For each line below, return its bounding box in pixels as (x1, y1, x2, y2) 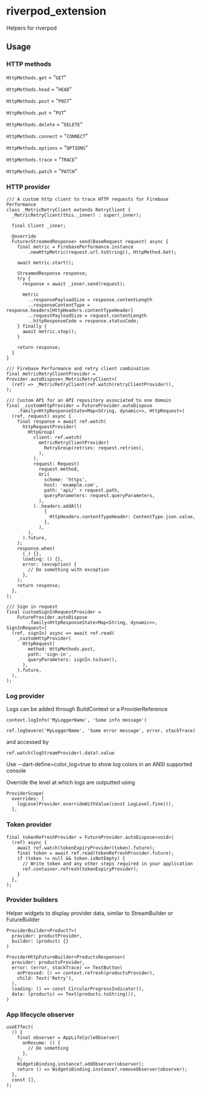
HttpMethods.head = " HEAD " (6, 85, 72, 93)
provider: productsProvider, (11, 959, 85, 965)
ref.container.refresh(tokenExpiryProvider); (22, 866, 139, 872)
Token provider (6, 821, 52, 829)
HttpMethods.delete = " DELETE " (6, 120, 83, 128)
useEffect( (6, 1024, 34, 1031)
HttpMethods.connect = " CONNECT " (6, 132, 89, 140)
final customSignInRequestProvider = (6, 609, 101, 615)
